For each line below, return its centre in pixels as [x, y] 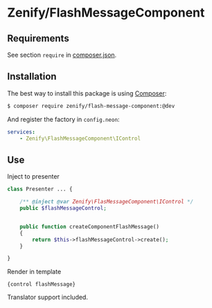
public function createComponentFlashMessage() [89, 226]
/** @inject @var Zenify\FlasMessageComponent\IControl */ [107, 202]
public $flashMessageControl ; [63, 208]
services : [21, 132]
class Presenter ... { [40, 189]
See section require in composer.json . [62, 55]
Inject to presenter [34, 176]
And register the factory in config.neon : [63, 119]
